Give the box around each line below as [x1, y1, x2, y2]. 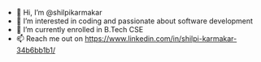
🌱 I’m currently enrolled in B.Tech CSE [15, 25, 144, 34]
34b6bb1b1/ [15, 45, 55, 55]
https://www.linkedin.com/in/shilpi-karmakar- [85, 34, 237, 43]
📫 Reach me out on [15, 34, 84, 43]
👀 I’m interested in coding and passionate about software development [15, 16, 254, 26]
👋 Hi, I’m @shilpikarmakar [15, 8, 102, 17]
